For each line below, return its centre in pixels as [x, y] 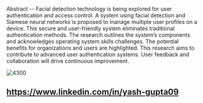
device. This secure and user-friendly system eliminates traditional [90, 28]
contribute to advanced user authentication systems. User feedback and [98, 54]
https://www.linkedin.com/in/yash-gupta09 [93, 92]
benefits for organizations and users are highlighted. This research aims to [101, 48]
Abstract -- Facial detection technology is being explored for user [89, 9]
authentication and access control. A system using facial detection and [96, 15]
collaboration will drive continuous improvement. [68, 61]
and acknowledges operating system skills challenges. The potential [93, 41]
